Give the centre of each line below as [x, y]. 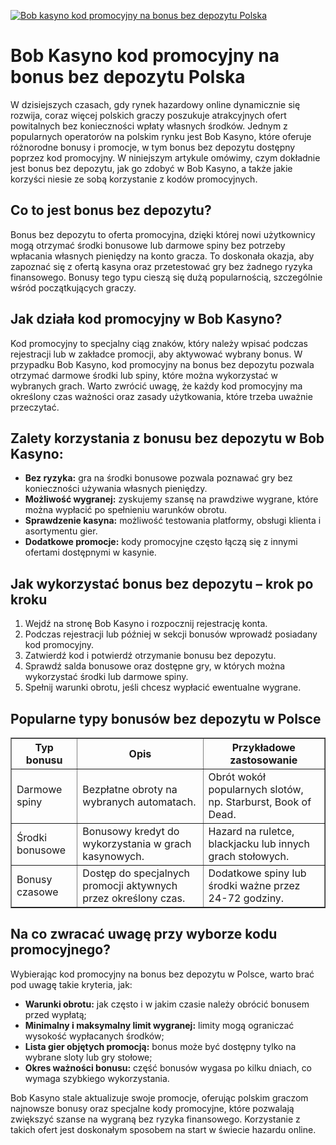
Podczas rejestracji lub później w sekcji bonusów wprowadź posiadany [171, 634]
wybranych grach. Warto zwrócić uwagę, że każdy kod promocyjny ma [156, 386]
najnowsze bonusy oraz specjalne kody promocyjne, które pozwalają [152, 1108]
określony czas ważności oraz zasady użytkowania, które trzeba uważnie [161, 396]
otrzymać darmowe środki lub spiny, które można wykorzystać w [144, 375]
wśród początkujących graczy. [73, 287]
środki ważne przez [254, 885]
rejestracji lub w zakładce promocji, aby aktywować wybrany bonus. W [156, 354]
